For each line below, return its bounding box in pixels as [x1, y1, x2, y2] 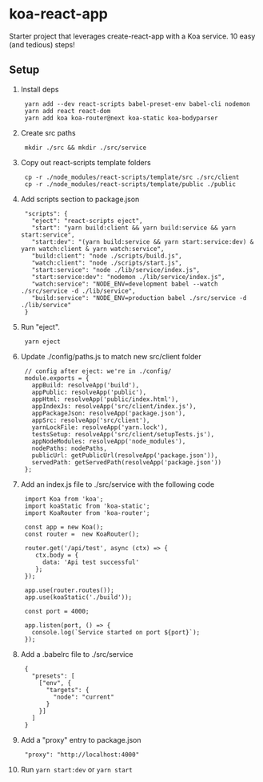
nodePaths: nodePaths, [31, 444, 107, 452]
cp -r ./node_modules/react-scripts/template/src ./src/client [24, 173, 240, 181]
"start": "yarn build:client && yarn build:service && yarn [31, 224, 237, 232]
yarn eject [24, 338, 61, 346]
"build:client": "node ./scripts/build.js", [31, 252, 182, 260]
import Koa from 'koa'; [24, 495, 104, 503]
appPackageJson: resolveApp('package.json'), [31, 409, 186, 417]
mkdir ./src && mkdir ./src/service [24, 144, 147, 152]
